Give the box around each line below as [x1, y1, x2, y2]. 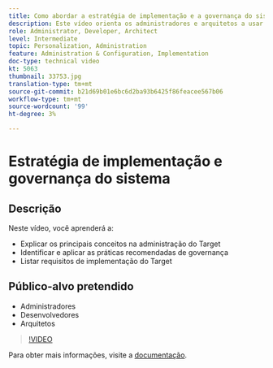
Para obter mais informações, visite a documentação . [8, 350, 188, 360]
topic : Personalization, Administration [8, 42, 148, 50]
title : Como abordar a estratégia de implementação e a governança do [8, 11, 253, 20]
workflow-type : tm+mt [8, 95, 82, 103]
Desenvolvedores [19, 310, 80, 319]
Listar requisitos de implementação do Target [19, 257, 172, 266]
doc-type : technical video [8, 58, 100, 66]
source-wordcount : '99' [8, 102, 89, 110]
